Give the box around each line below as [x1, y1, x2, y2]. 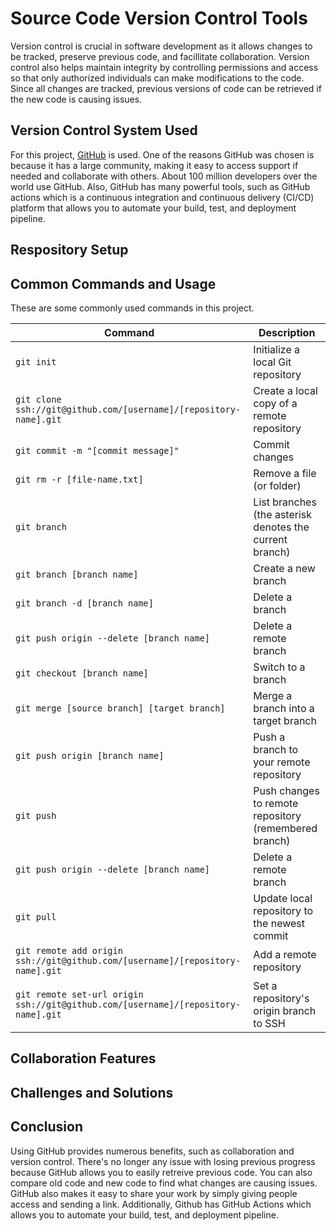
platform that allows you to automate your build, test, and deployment [10, 202, 297, 214]
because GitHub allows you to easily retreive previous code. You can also [10, 1166, 313, 1178]
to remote [253, 796, 299, 810]
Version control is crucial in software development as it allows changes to [10, 40, 313, 52]
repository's [253, 991, 310, 1005]
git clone [15, 393, 62, 405]
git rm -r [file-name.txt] [15, 473, 144, 485]
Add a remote [253, 947, 317, 961]
